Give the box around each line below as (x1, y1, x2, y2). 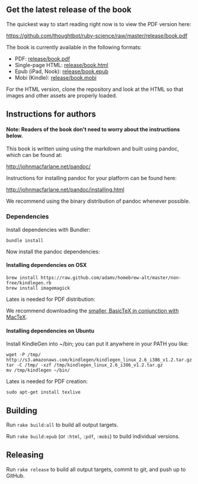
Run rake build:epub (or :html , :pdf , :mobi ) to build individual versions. (6, 432, 180, 439)
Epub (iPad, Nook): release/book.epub (14, 68, 108, 75)
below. (6, 132, 23, 139)
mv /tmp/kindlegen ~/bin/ (6, 367, 70, 373)
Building (6, 406, 37, 416)
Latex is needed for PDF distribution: (6, 296, 96, 303)
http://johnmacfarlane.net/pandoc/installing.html (6, 186, 124, 193)
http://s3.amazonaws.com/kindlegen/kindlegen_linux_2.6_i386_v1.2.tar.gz (6, 357, 193, 363)
